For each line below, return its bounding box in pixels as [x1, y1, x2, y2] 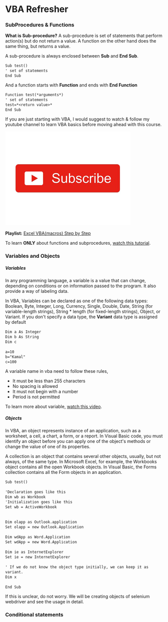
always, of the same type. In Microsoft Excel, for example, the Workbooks [5, 459, 157, 465]
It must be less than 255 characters [12, 378, 86, 384]
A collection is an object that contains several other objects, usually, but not [5, 453, 161, 459]
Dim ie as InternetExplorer [5, 549, 64, 555]
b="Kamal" [5, 354, 26, 360]
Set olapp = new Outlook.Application [5, 524, 84, 530]
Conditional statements [5, 611, 63, 618]
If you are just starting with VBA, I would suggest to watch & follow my [5, 116, 150, 122]
